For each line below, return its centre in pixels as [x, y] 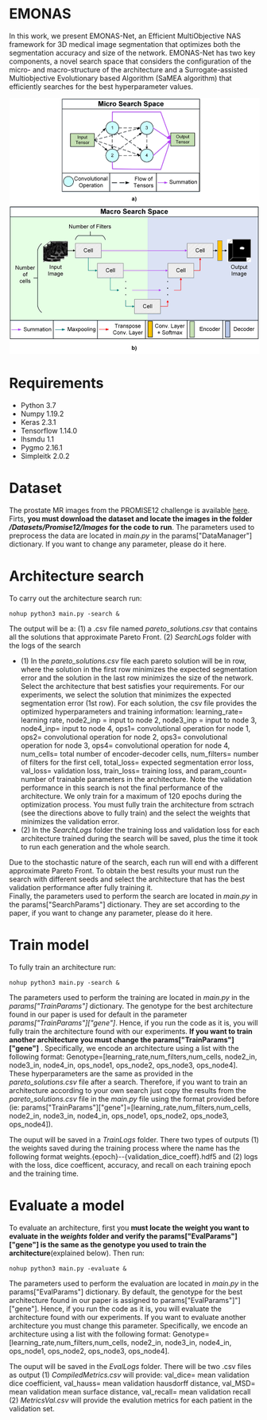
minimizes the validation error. [70, 821]
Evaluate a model [67, 1205]
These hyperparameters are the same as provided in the [101, 1073]
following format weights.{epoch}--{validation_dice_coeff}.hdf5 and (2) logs [133, 1156]
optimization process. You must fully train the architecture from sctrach [137, 804]
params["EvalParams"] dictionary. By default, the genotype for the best [126, 1292]
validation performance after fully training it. [81, 887]
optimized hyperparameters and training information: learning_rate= [132, 711]
